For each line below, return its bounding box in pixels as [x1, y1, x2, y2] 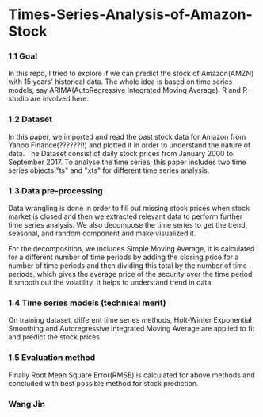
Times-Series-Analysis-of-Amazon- [8, 6, 253, 24]
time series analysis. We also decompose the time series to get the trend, [8, 220, 248, 230]
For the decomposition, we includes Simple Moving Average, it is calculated [8, 244, 255, 254]
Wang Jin [8, 398, 46, 409]
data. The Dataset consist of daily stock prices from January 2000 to [8, 148, 234, 158]
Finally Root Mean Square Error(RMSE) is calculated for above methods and [8, 370, 255, 380]
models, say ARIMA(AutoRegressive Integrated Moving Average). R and [8, 86, 242, 95]
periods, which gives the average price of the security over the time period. [8, 270, 255, 279]
